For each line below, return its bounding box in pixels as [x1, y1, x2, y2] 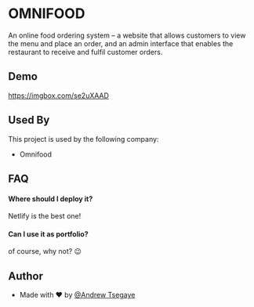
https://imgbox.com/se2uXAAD [8, 91, 110, 100]
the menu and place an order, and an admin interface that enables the [8, 38, 234, 48]
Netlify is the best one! [8, 211, 82, 221]
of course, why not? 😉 [8, 247, 82, 256]
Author [8, 269, 43, 283]
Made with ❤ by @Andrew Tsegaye [19, 291, 136, 300]
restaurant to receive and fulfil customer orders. [8, 47, 163, 56]
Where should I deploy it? [8, 193, 93, 204]
